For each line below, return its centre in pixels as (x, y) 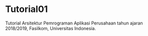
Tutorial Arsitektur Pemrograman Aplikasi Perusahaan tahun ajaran (74, 23)
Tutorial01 (27, 9)
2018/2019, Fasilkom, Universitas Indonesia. (51, 28)
